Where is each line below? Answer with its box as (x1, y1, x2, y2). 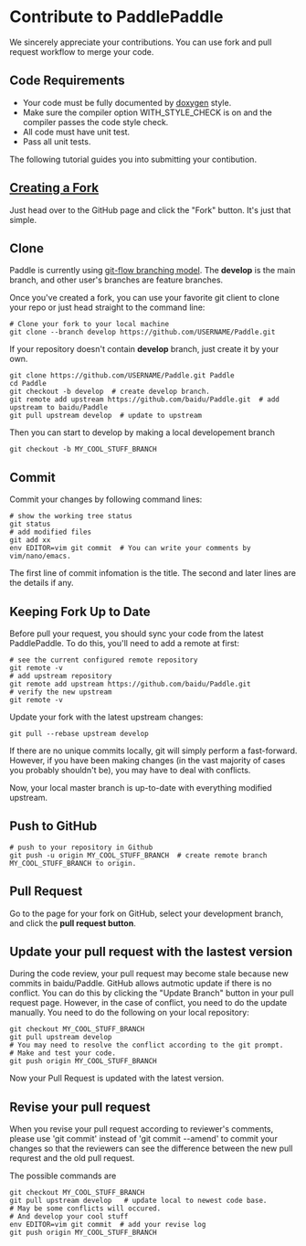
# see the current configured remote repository (9, 655, 198, 665)
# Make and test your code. (9, 1049, 117, 1058)
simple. (9, 214, 37, 225)
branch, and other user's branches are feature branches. (9, 274, 224, 285)
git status (9, 519, 51, 529)
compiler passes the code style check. (22, 116, 169, 127)
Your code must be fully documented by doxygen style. (22, 97, 232, 108)
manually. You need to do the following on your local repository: (9, 1007, 249, 1018)
